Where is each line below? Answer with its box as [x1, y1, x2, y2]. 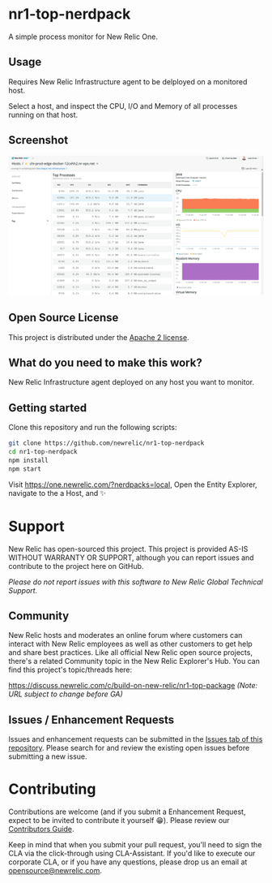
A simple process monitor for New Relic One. [8, 32, 159, 41]
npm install [8, 456, 49, 464]
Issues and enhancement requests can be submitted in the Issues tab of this [8, 734, 263, 744]
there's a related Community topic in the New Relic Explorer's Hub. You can [8, 657, 261, 666]
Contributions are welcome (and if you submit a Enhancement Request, [8, 807, 246, 816]
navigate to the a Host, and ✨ [8, 488, 107, 497]
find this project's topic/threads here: [8, 665, 133, 674]
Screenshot [8, 133, 69, 147]
